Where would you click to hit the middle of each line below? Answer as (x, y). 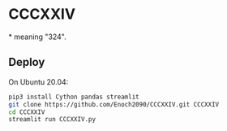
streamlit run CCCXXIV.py (52, 120)
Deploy (27, 62)
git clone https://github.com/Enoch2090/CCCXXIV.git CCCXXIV (114, 104)
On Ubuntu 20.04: (39, 81)
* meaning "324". (37, 37)
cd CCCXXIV (27, 112)
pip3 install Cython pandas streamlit (74, 97)
